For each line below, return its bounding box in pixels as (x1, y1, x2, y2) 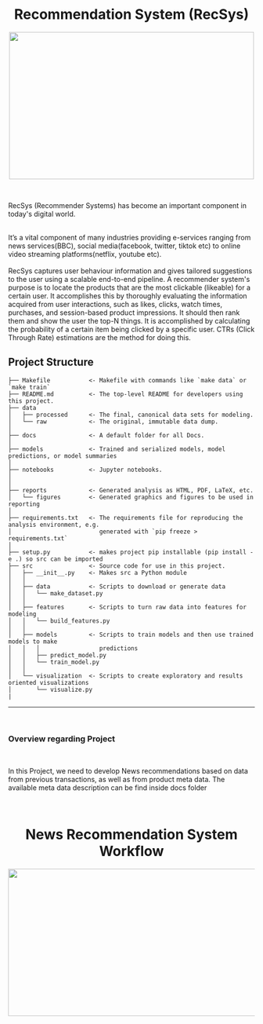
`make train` (8, 383, 51, 391)
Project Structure (8, 356, 94, 369)
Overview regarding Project (8, 733, 116, 744)
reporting (8, 500, 41, 508)
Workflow (99, 843, 164, 861)
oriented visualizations (8, 678, 89, 686)
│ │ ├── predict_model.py (8, 651, 107, 659)
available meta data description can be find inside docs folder (8, 783, 207, 792)
